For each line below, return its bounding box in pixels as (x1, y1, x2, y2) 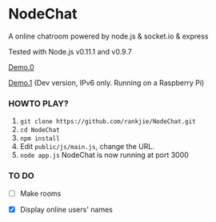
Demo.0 (8, 62, 34, 72)
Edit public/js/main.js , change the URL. (19, 142, 154, 151)
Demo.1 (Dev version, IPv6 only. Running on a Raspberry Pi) (8, 78, 205, 87)
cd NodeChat (19, 126, 60, 135)
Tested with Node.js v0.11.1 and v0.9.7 (8, 46, 132, 56)
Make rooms (19, 188, 62, 198)
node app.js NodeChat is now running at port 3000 (19, 150, 190, 160)
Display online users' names (19, 204, 114, 214)
